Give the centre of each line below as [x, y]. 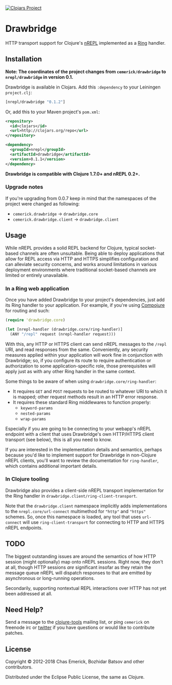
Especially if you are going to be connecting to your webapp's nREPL [78, 428]
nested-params [35, 414]
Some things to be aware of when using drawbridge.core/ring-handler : [81, 381]
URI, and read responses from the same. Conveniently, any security [77, 349]
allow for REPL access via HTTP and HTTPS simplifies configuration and [82, 259]
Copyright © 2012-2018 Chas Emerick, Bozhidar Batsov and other [75, 662]
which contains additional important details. [51, 466]
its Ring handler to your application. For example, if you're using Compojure [85, 305]
